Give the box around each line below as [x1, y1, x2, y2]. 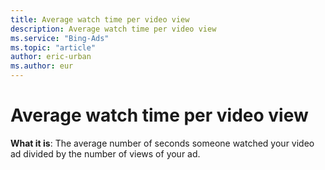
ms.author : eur [10, 61, 74, 71]
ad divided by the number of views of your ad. [10, 147, 201, 160]
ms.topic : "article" [10, 42, 97, 53]
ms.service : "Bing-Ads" [10, 33, 110, 43]
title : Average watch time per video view [10, 14, 190, 25]
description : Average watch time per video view [10, 24, 217, 34]
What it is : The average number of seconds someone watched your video [10, 137, 315, 149]
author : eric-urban [10, 52, 92, 62]
